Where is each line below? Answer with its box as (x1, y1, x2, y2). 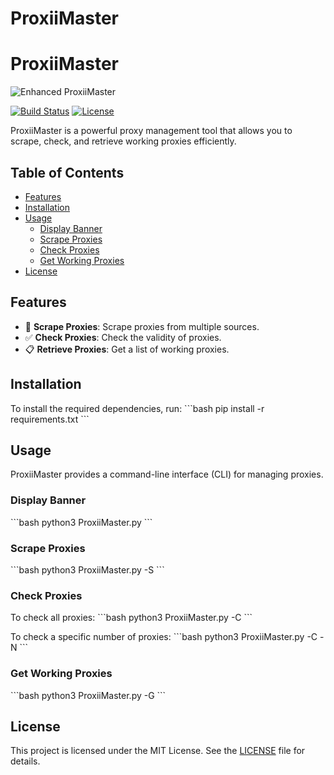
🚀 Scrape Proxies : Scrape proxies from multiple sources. (24, 320, 260, 332)
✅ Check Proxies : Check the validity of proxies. (24, 331, 222, 343)
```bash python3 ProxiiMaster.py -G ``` (10, 689, 167, 701)
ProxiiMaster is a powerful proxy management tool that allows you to (10, 125, 293, 137)
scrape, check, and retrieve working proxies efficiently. (10, 135, 237, 147)
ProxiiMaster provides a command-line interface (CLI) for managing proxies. (10, 468, 324, 481)
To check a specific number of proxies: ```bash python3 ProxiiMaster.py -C (10, 631, 318, 643)
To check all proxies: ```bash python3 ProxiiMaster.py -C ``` (10, 612, 253, 624)
